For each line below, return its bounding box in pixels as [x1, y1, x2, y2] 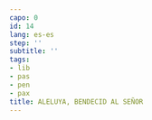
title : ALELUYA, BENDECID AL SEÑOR [9, 97, 144, 106]
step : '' [9, 38, 43, 48]
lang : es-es [9, 30, 54, 39]
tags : [9, 55, 30, 64]
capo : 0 [9, 13, 39, 23]
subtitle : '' [9, 47, 59, 56]
